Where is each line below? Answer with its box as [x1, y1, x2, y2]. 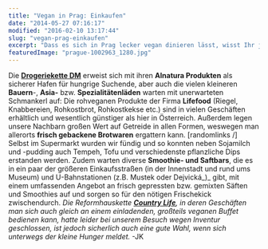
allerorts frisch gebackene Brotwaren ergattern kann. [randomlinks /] [8, 130, 238, 140]
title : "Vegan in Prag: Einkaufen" [8, 11, 127, 20]
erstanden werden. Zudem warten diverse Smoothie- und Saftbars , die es [8, 156, 254, 164]
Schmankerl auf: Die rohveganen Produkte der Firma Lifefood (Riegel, [8, 97, 238, 105]
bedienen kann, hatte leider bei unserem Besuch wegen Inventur [8, 215, 221, 224]
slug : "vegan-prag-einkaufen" [8, 34, 109, 42]
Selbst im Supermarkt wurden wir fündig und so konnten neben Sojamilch [8, 139, 251, 148]
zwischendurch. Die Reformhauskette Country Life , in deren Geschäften [8, 198, 247, 207]
